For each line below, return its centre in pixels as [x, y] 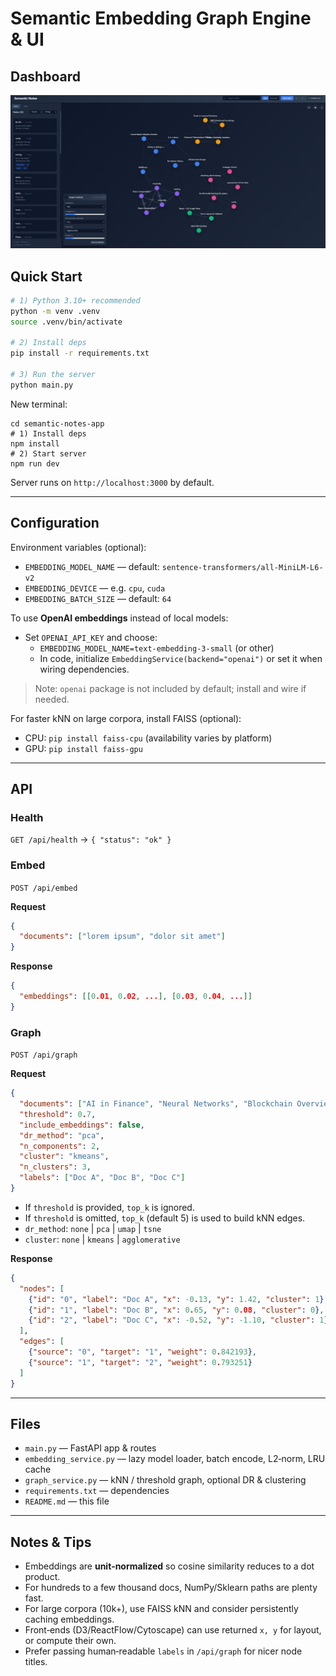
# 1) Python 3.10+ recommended [75, 300]
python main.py [42, 385]
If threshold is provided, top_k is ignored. [109, 1207]
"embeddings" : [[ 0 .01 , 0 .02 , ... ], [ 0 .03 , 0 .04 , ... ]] [136, 997]
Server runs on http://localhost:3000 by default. [112, 482]
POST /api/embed [44, 888]
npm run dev [35, 463]
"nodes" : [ [42, 1288]
